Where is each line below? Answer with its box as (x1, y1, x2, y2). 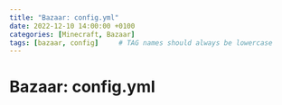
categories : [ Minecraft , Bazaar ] (9, 30, 136, 39)
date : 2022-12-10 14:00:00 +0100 (9, 22, 136, 31)
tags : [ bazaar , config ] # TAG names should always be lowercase (9, 38, 273, 48)
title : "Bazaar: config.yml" (9, 13, 119, 22)
